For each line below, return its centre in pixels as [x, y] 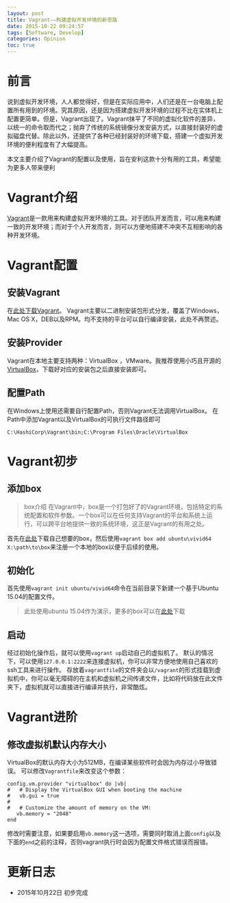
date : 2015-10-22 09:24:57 [46, 26]
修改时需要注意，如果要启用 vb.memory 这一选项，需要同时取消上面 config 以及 [114, 834]
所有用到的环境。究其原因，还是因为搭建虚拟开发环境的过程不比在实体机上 [118, 110]
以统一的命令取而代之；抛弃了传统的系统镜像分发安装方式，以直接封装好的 [112, 127]
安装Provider [35, 343]
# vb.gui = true [33, 796]
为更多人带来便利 [31, 167]
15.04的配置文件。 [33, 597]
